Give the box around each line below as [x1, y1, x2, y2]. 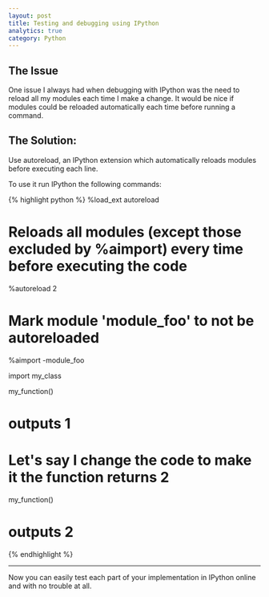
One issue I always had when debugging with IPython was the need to [8, 85, 240, 95]
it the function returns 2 [8, 469, 170, 486]
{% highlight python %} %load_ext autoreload [8, 194, 160, 205]
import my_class [8, 371, 62, 380]
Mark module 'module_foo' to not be [8, 312, 255, 330]
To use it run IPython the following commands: [8, 179, 162, 189]
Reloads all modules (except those [8, 223, 242, 242]
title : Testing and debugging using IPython [8, 19, 159, 27]
